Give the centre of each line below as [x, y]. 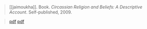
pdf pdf [17, 22]
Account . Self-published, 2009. [41, 12]
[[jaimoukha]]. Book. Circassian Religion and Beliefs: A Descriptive [76, 7]
